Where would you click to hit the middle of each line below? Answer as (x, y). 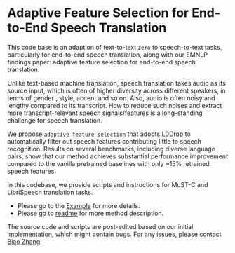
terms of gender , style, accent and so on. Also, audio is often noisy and (111, 98)
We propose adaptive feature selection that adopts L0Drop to (99, 134)
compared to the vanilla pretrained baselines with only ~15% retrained (108, 163)
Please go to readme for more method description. (90, 213)
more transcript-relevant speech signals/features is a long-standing (105, 113)
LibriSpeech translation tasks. (50, 192)
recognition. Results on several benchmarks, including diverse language (112, 149)
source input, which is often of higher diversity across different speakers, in (116, 90)
